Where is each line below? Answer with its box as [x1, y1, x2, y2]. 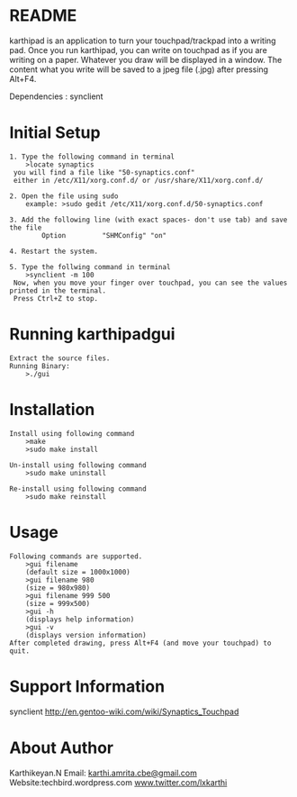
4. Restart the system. [9, 247, 99, 256]
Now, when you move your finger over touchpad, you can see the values [13, 278, 288, 287]
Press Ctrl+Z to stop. [13, 294, 99, 303]
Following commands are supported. [9, 551, 143, 561]
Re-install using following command [9, 484, 147, 494]
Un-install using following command [9, 460, 147, 469]
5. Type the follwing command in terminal [9, 262, 171, 271]
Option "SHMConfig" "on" [41, 231, 167, 240]
